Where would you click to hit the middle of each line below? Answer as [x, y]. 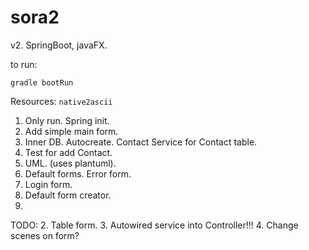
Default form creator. [68, 195]
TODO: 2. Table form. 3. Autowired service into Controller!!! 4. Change [154, 225]
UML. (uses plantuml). [70, 163]
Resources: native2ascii [61, 101]
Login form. [48, 184]
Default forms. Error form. [78, 173]
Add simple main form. [71, 131]
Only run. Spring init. [67, 120]
